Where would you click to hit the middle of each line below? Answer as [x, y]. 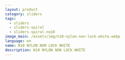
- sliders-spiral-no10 [32, 32]
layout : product [21, 9]
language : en [18, 41]
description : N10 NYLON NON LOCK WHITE [45, 50]
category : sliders [23, 14]
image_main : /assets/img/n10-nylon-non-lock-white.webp [62, 37]
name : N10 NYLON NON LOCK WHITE [38, 45]
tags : [10, 18]
